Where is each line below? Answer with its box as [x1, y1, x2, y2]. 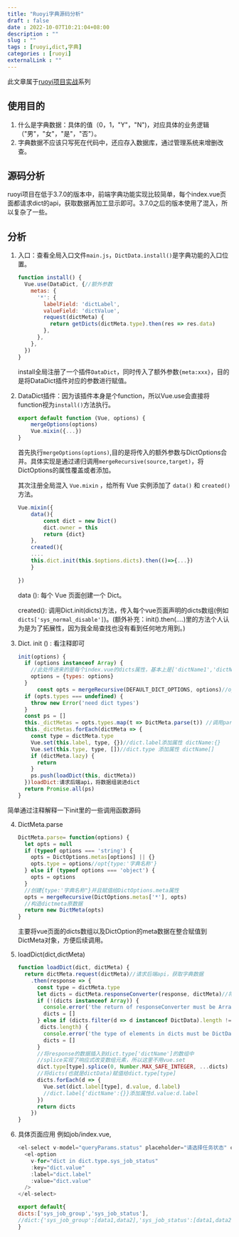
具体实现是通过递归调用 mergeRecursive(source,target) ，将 [30, 457, 204, 466]
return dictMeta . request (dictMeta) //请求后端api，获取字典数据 [24, 971, 204, 978]
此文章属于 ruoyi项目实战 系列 [7, 77, 91, 85]
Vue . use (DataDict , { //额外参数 [24, 281, 113, 288]
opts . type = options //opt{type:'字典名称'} [31, 860, 158, 867]
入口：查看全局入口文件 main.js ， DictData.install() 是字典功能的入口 [17, 251, 223, 260]
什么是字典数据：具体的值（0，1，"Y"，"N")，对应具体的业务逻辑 [17, 120, 210, 129]
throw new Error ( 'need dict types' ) [31, 699, 139, 706]
